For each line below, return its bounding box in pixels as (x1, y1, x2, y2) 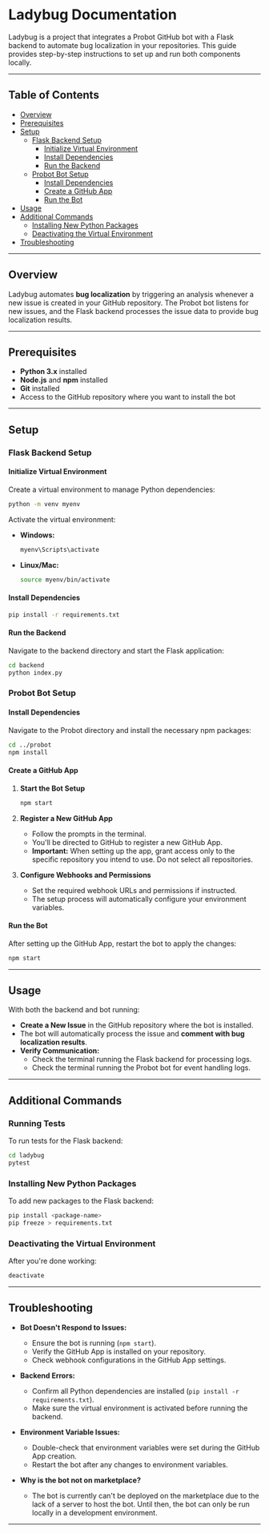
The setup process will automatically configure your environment (31, 894, 247, 903)
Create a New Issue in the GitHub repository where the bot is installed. (19, 1020, 254, 1030)
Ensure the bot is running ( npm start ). (31, 1338, 157, 1347)
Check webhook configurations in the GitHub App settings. (31, 1355, 227, 1365)
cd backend (8, 661, 45, 670)
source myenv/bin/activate (19, 575, 110, 584)
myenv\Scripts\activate (19, 545, 100, 553)
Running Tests (8, 1117, 66, 1129)
